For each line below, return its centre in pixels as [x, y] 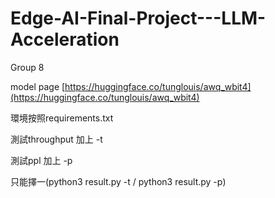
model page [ [38, 86]
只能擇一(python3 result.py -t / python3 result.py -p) [118, 181]
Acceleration [65, 39]
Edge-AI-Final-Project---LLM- [138, 18]
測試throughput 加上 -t [56, 139]
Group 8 [27, 67]
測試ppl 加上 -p [41, 160]
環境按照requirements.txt [62, 118]
